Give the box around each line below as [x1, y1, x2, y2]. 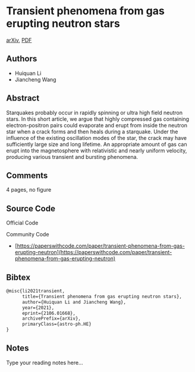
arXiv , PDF [6, 36, 32, 43]
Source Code [6, 204, 55, 214]
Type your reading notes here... [6, 359, 83, 366]
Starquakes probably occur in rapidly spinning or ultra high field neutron [6, 109, 183, 116]
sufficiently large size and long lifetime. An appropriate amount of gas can [6, 140, 187, 148]
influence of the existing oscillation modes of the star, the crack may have [6, 134, 187, 141]
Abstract [6, 93, 40, 104]
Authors [6, 54, 37, 64]
